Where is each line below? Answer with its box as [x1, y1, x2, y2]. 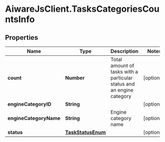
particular [110, 74, 133, 81]
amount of [110, 62, 135, 69]
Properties [5, 33, 38, 42]
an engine [110, 87, 134, 94]
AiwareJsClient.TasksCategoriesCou [5, 3, 160, 15]
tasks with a [110, 69, 138, 75]
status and [110, 81, 135, 87]
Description [110, 48, 138, 54]
